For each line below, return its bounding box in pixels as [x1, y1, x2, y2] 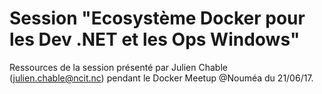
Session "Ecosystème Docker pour [9, 7, 306, 30]
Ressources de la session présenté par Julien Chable [9, 61, 228, 73]
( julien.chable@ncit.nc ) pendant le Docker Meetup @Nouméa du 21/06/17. [9, 72, 314, 84]
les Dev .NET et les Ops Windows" [9, 28, 301, 51]
